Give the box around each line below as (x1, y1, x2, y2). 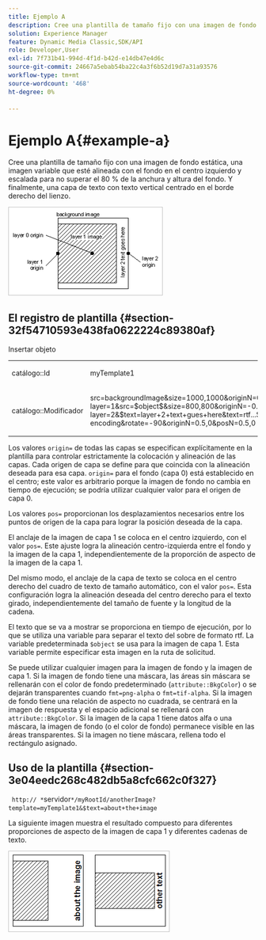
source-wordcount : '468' (8, 79, 90, 87)
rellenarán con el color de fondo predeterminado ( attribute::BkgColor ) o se (8, 679, 257, 689)
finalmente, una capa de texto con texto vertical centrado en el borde (8, 183, 234, 192)
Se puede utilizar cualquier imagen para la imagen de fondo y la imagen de (8, 662, 253, 672)
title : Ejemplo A (8, 13, 66, 21)
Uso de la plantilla (8, 761, 97, 775)
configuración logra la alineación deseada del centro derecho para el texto (8, 590, 252, 599)
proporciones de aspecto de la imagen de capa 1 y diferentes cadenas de (8, 827, 248, 836)
